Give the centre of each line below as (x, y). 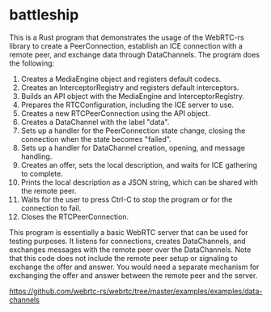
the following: (32, 63)
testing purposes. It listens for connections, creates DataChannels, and (127, 241)
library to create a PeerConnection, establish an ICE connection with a (126, 45)
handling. (36, 156)
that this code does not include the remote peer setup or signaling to (123, 258)
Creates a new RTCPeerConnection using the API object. (115, 113)
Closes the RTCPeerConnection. (74, 216)
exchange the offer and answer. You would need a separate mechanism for (134, 267)
